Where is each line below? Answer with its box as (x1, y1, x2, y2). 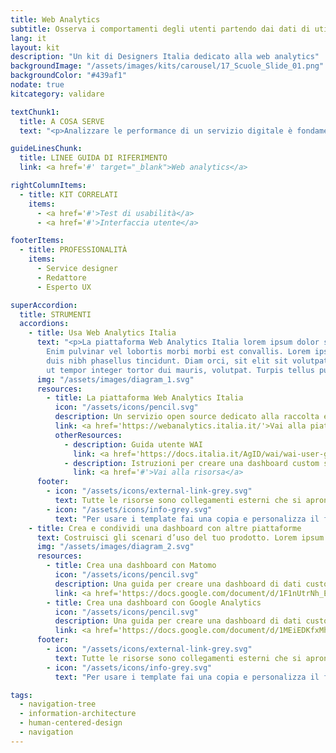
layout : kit (10, 42, 60, 53)
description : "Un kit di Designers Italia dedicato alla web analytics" (10, 52, 320, 62)
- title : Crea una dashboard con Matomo (46, 561, 217, 571)
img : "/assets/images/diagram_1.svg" (36, 374, 195, 385)
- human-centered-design (19, 718, 123, 728)
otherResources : (54, 430, 123, 440)
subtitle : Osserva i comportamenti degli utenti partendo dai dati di (10, 24, 311, 34)
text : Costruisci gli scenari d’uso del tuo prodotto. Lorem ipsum (36, 532, 325, 543)
